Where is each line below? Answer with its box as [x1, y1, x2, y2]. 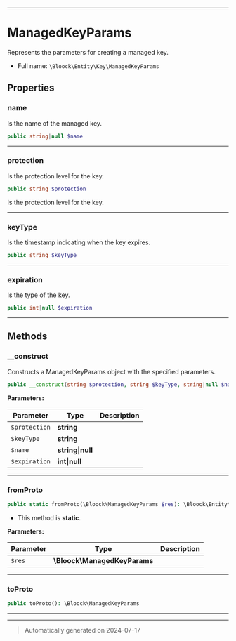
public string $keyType [7, 251, 77, 258]
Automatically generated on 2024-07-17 [24, 626, 141, 634]
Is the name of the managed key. [7, 119, 103, 127]
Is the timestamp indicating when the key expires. [7, 238, 151, 246]
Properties [7, 82, 55, 94]
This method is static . [17, 513, 81, 522]
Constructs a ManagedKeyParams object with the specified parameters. [7, 367, 216, 376]
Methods [7, 331, 48, 343]
